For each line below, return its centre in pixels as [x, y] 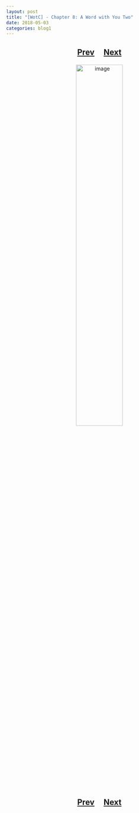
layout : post [22, 12]
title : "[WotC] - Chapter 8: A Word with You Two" [70, 17]
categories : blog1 [29, 28]
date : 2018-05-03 [28, 23]
